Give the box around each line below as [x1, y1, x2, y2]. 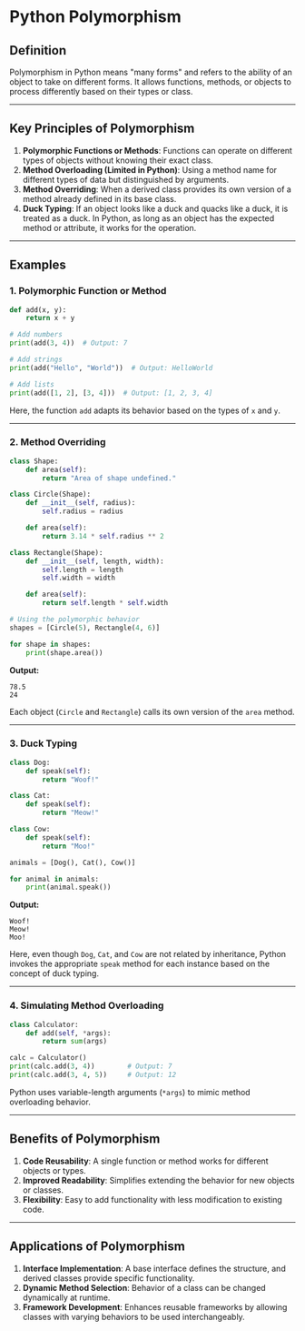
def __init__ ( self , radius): [25, 499, 136, 508]
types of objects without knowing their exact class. [22, 155, 213, 166]
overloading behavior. [9, 1096, 91, 1107]
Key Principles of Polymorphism [9, 121, 195, 136]
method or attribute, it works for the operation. [22, 222, 197, 233]
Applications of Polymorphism [9, 1239, 186, 1255]
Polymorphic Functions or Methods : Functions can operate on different [22, 145, 293, 156]
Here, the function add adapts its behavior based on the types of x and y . [9, 405, 281, 416]
